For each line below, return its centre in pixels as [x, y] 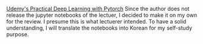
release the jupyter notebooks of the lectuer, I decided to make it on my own [102, 15]
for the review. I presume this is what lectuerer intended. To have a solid [96, 21]
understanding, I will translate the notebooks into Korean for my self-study [99, 28]
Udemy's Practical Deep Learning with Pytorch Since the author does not [98, 9]
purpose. [18, 34]
